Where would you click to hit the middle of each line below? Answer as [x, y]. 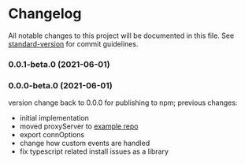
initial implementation [54, 118]
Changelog [45, 14]
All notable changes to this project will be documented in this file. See [121, 35]
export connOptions [52, 135]
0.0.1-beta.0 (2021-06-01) [59, 64]
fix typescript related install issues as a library [94, 151]
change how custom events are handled [85, 143]
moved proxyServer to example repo [79, 126]
